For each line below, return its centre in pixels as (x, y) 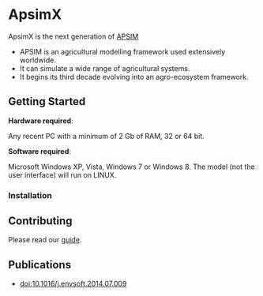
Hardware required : (41, 121)
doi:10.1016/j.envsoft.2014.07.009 (73, 284)
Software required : (39, 151)
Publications (40, 265)
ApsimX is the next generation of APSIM (73, 36)
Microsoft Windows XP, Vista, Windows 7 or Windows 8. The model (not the (131, 167)
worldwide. (38, 60)
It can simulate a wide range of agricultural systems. (105, 68)
